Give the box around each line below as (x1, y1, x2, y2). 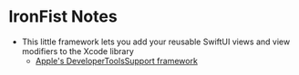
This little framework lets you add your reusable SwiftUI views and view (21, 36, 291, 47)
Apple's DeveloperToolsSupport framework (35, 55, 198, 66)
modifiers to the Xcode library (21, 45, 134, 56)
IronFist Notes (8, 6, 118, 27)
